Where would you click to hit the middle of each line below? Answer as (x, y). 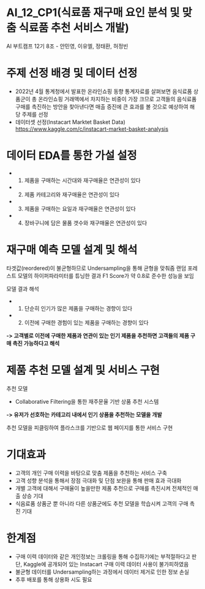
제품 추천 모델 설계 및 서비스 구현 (83, 370)
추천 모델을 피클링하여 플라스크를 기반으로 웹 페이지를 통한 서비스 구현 (90, 428)
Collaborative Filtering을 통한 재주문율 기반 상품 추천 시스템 (87, 401)
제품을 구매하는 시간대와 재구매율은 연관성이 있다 (82, 180)
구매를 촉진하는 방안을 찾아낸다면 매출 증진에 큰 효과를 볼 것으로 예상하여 (102, 106)
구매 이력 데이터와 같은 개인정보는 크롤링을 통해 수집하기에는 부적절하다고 (103, 556)
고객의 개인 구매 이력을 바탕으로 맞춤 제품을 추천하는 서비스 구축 (91, 472)
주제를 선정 (35, 114)
